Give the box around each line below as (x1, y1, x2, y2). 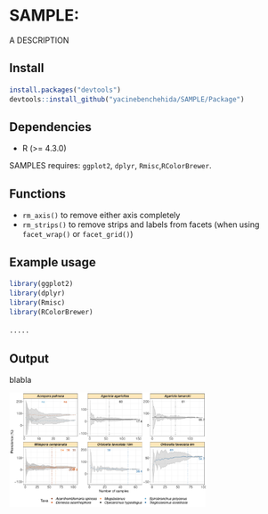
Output (9, 351, 49, 366)
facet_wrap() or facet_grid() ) (21, 229, 134, 240)
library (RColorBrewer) (9, 307, 93, 316)
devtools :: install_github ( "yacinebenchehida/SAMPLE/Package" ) (9, 94, 245, 103)
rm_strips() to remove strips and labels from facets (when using (21, 219, 260, 230)
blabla (9, 375, 32, 385)
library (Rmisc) (9, 298, 66, 307)
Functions (9, 186, 67, 201)
